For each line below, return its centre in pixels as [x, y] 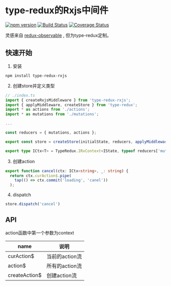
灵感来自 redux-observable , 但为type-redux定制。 [59, 35]
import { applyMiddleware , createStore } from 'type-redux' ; [72, 105]
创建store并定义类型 [34, 86]
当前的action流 [64, 256]
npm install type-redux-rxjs [36, 76]
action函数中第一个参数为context [40, 233]
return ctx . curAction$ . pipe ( [41, 176]
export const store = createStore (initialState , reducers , [69, 142]
